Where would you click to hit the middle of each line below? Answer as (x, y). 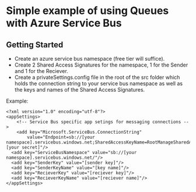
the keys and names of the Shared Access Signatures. (80, 90)
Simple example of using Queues (87, 11)
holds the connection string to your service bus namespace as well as (98, 83)
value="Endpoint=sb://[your (61, 137)
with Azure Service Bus (64, 23)
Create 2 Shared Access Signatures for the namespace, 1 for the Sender (101, 65)
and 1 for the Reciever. (41, 71)
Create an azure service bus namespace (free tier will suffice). (90, 59)
